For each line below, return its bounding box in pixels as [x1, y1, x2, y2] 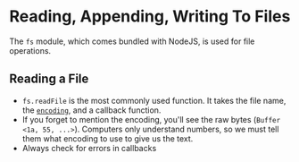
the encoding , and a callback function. [21, 105, 162, 115]
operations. [9, 45, 52, 55]
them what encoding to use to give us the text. [21, 132, 194, 144]
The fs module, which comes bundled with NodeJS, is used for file [9, 36, 255, 47]
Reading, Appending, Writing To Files [9, 6, 291, 27]
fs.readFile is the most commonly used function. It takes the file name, [21, 95, 287, 106]
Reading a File [9, 72, 89, 87]
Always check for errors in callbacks [21, 142, 157, 153]
